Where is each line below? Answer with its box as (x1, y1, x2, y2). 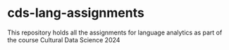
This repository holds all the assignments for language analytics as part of (7, 28, 223, 37)
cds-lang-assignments (7, 5, 144, 21)
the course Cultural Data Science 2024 (7, 35, 120, 44)
